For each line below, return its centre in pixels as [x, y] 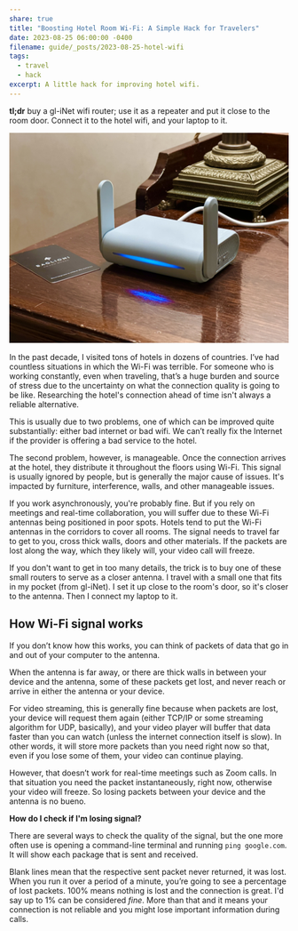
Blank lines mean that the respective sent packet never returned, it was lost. [148, 871]
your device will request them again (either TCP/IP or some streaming [136, 718]
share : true [31, 19]
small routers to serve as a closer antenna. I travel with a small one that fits [145, 577]
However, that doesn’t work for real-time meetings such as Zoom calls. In [143, 773]
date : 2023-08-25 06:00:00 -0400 [71, 37]
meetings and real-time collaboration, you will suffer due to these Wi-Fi [139, 512]
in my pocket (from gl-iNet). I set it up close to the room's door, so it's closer [149, 586]
